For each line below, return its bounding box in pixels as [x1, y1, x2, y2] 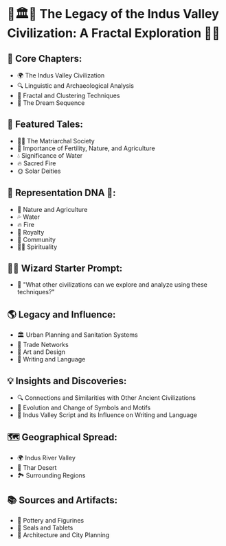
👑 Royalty [16, 228, 45, 236]
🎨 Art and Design [16, 348, 66, 356]
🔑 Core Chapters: [7, 53, 82, 64]
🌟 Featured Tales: [7, 119, 84, 130]
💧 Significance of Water [16, 151, 83, 159]
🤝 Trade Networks [16, 341, 69, 349]
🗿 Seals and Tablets [16, 523, 74, 532]
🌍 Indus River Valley [16, 453, 76, 462]
